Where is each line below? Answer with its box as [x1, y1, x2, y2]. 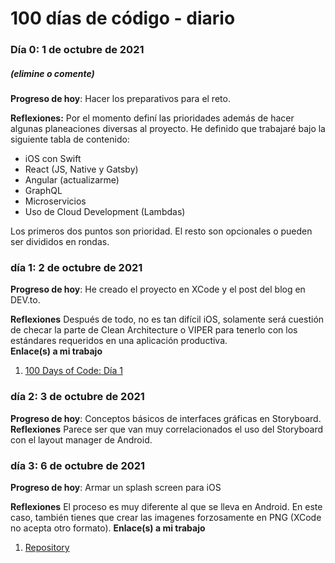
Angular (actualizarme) [24, 174, 120, 186]
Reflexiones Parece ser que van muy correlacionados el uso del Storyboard [10, 423, 324, 435]
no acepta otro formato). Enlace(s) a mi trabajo [10, 522, 206, 534]
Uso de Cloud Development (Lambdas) [24, 206, 186, 218]
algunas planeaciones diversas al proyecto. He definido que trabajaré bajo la [10, 123, 326, 135]
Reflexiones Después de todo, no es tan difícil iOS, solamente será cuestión [10, 313, 325, 326]
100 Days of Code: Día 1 [24, 365, 123, 377]
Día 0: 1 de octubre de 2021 [10, 43, 145, 57]
